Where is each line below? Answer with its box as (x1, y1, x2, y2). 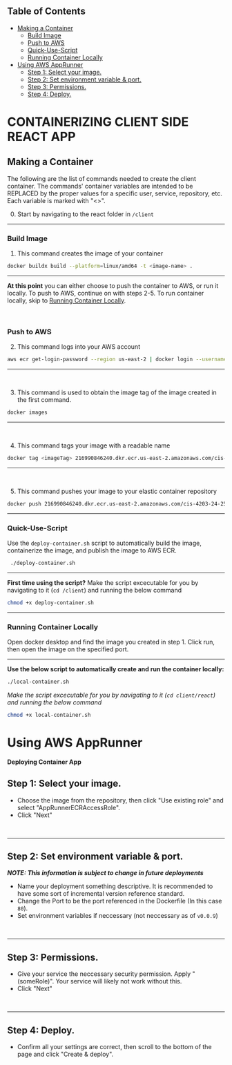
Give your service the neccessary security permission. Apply (17, 970, 191, 978)
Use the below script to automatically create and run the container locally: (7, 665, 224, 673)
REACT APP (7, 129, 76, 144)
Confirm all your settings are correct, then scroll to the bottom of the (17, 1043, 212, 1051)
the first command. (17, 396, 72, 404)
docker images (7, 409, 48, 416)
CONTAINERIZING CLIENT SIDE (7, 114, 189, 130)
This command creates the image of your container (17, 249, 164, 258)
